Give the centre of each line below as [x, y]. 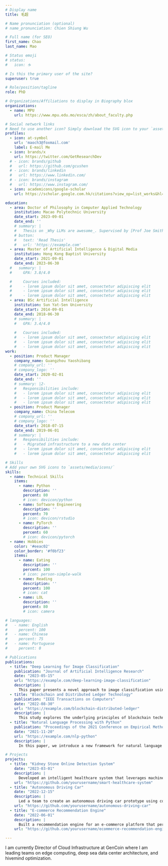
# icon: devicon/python [48, 500]
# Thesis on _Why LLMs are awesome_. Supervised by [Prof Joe [82, 230]
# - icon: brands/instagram [39, 180]
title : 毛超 [17, 14]
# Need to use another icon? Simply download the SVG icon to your [77, 129]
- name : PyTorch [35, 523]
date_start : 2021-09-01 [39, 259]
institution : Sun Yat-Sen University [53, 305]
